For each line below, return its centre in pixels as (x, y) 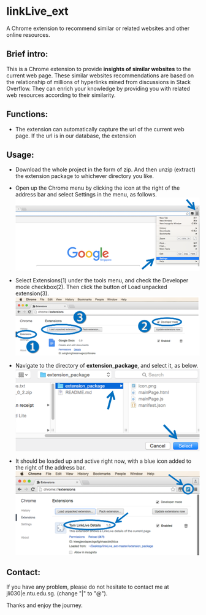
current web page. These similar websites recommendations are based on (100, 75)
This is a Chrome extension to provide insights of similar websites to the (99, 69)
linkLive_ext (37, 11)
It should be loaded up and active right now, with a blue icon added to (103, 461)
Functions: (27, 114)
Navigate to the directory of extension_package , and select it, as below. (107, 365)
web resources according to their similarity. (61, 95)
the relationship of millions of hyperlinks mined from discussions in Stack (99, 82)
